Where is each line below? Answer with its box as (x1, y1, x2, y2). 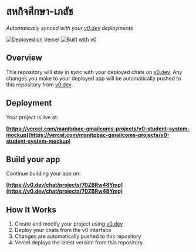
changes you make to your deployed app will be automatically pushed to (6, 75, 181, 82)
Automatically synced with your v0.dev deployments (6, 24, 133, 31)
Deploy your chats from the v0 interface (14, 227, 111, 234)
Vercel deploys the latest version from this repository (14, 239, 143, 246)
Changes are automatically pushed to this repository (14, 233, 141, 240)
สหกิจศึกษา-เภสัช (6, 5, 73, 18)
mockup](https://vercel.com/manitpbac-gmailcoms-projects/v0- (6, 131, 170, 138)
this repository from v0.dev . (6, 81, 73, 88)
